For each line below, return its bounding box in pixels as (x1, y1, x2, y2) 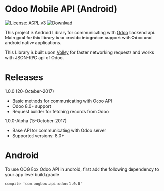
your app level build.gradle (5, 171, 59, 177)
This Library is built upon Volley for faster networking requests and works (5, 49, 154, 55)
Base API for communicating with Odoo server (12, 127, 107, 133)
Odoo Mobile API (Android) (5, 3, 117, 15)
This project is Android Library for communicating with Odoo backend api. (5, 29, 156, 35)
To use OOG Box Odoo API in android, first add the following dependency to (5, 166, 159, 172)
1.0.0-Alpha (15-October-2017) (5, 117, 66, 124)
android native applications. (5, 39, 62, 45)
